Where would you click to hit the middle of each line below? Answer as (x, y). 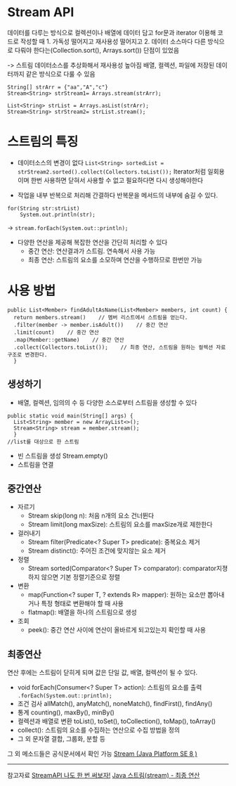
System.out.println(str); (58, 214)
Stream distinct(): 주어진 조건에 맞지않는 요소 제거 (97, 551)
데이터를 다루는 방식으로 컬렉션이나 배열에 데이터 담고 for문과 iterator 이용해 (112, 32)
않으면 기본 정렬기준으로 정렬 (81, 577)
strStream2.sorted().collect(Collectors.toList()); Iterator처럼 (112, 171)
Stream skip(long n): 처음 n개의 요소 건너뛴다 (91, 516)
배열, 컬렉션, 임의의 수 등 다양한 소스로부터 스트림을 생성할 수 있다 (107, 402)
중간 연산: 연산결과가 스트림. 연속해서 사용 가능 (92, 251)
